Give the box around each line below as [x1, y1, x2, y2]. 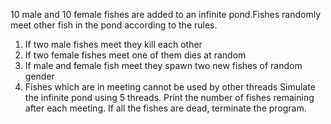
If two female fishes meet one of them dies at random [24, 49, 247, 61]
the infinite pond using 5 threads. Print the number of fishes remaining [24, 92, 315, 103]
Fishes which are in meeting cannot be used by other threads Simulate [24, 81, 316, 93]
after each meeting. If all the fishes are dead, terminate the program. [24, 102, 307, 114]
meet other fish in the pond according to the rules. [10, 19, 218, 31]
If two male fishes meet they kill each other [24, 39, 203, 50]
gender [24, 70, 55, 82]
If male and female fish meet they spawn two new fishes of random [24, 60, 303, 71]
